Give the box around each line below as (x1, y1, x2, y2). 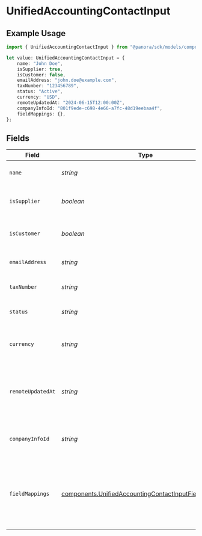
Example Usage (6, 28, 66, 39)
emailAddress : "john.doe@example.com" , (17, 77, 117, 84)
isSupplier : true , (17, 66, 63, 72)
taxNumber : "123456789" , (17, 83, 79, 89)
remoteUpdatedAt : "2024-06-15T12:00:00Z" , (17, 99, 125, 106)
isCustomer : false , (17, 72, 66, 78)
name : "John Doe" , (17, 60, 63, 67)
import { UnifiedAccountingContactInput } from (6, 44, 128, 50)
